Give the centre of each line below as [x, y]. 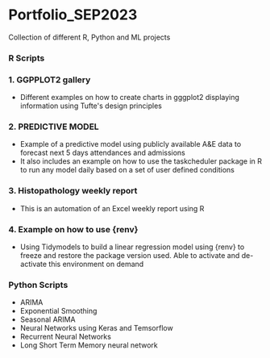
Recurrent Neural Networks [65, 337]
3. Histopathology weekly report [73, 191]
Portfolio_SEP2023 [73, 15]
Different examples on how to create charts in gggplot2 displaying [130, 98]
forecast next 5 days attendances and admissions [102, 153]
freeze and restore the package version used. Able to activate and [130, 256]
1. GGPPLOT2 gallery [50, 80]
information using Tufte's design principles [91, 106]
